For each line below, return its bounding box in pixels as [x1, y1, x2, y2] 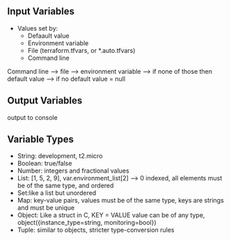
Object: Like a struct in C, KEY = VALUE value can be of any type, [17, 211, 205, 219]
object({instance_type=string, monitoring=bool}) [17, 219, 157, 227]
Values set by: [17, 24, 58, 32]
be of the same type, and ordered [17, 181, 114, 190]
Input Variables [7, 6, 75, 17]
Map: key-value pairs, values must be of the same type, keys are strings [17, 196, 224, 205]
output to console [7, 113, 58, 121]
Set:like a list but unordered [17, 189, 97, 197]
